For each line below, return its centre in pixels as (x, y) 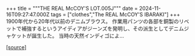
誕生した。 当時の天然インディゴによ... (78, 36)
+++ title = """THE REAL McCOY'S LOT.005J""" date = (72, 8)
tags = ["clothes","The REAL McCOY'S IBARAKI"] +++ (115, 14)
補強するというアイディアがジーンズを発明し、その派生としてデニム (102, 29)
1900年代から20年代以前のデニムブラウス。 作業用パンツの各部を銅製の (93, 21)
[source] (16, 47)
